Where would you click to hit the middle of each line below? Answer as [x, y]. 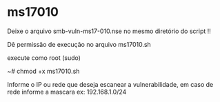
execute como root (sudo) [44, 58]
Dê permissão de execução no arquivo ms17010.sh [79, 44]
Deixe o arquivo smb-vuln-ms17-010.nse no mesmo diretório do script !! [109, 31]
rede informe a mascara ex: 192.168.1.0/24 [67, 92]
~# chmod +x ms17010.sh [43, 71]
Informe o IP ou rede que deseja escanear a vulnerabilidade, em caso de [110, 84]
